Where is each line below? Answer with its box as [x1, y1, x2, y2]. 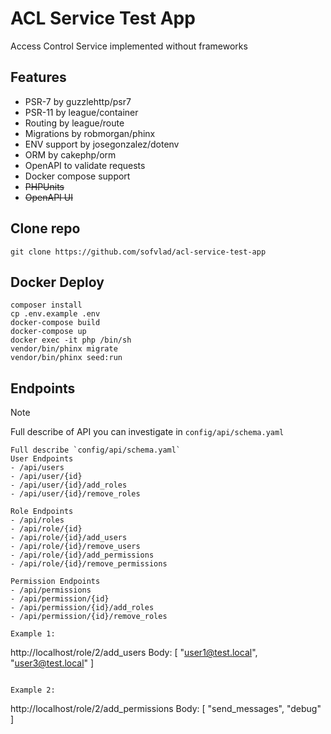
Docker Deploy [10, 273, 105, 291]
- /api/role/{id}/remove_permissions [10, 559, 168, 569]
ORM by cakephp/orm [24, 148, 117, 161]
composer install [10, 300, 83, 311]
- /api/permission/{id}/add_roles [10, 603, 155, 613]
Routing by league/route [24, 117, 125, 129]
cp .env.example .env [10, 309, 101, 319]
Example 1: [10, 629, 56, 639]
